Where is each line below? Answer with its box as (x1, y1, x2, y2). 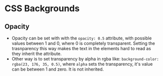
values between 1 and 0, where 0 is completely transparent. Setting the (11, 40, 155, 46)
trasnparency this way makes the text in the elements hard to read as (11, 46, 151, 51)
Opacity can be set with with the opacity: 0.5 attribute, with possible (11, 35, 152, 41)
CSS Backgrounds (4, 3, 80, 14)
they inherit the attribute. (11, 51, 62, 57)
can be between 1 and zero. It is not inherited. (11, 66, 104, 72)
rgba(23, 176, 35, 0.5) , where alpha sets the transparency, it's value (11, 61, 153, 67)
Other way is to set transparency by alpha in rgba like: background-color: (11, 56, 159, 61)
